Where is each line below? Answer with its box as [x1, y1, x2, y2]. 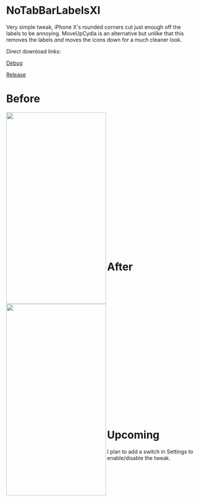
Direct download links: [6, 47, 62, 55]
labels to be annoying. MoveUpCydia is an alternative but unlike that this [6, 29, 184, 37]
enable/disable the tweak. [107, 454, 171, 461]
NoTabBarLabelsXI [6, 4, 100, 17]
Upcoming [107, 428, 160, 441]
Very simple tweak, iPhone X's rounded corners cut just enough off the [6, 23, 181, 31]
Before [6, 92, 41, 105]
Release [6, 71, 26, 78]
